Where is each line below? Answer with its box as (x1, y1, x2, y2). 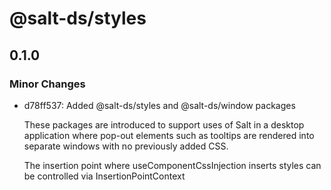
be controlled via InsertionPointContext (23, 170, 186, 182)
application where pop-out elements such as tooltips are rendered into (23, 129, 315, 141)
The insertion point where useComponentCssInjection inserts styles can (23, 159, 322, 171)
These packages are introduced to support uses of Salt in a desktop (23, 118, 305, 131)
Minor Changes (9, 77, 86, 91)
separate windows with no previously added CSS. (23, 140, 229, 152)
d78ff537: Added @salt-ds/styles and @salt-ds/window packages (23, 99, 296, 111)
